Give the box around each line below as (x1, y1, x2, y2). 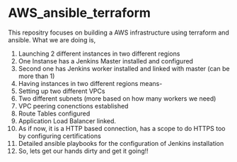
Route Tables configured (18, 109, 91, 118)
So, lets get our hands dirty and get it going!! (18, 147, 149, 155)
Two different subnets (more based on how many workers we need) (18, 94, 216, 103)
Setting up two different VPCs (18, 87, 105, 95)
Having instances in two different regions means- (18, 79, 163, 87)
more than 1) (18, 72, 55, 80)
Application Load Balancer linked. (18, 116, 116, 125)
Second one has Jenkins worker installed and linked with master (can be (18, 64, 230, 73)
